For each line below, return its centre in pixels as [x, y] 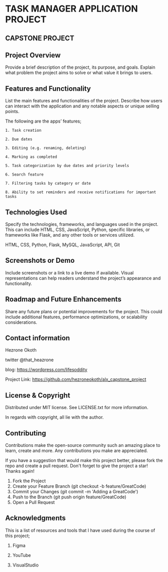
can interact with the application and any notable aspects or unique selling [82, 106]
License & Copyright [38, 395]
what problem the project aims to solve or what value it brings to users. [79, 73]
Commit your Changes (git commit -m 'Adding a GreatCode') [75, 492]
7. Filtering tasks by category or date [48, 184]
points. [12, 111]
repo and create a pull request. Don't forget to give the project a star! [77, 466]
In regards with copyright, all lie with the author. [55, 417]
